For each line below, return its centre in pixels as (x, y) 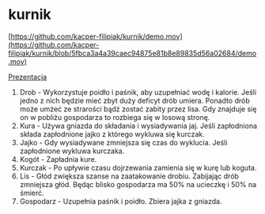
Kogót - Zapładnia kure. (58, 159)
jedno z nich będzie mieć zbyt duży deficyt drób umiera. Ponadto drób (135, 100)
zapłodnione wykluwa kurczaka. (72, 151)
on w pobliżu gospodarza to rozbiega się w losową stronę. (115, 117)
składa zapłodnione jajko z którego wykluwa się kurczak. (112, 134)
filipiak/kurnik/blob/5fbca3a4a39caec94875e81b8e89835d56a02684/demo (132, 53)
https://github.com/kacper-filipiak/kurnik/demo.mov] (97, 36)
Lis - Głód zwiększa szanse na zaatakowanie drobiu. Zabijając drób (129, 176)
